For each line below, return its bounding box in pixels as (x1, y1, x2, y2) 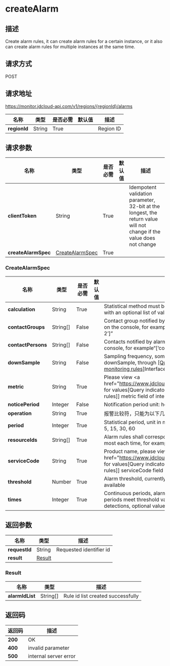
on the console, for (104, 323, 149, 330)
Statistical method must (104, 302, 160, 309)
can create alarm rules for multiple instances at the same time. (5, 44, 136, 50)
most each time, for (104, 439, 150, 446)
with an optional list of (104, 309, 156, 316)
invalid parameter (28, 644, 70, 651)
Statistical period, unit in (104, 418, 161, 426)
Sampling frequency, (104, 353, 153, 360)
